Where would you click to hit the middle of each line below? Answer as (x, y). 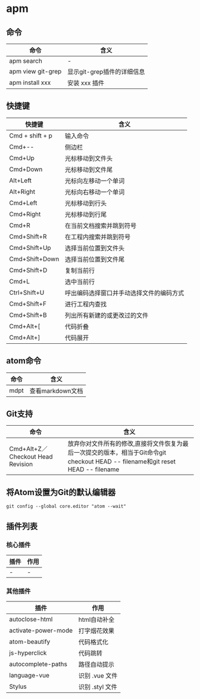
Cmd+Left (23, 203)
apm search (26, 61)
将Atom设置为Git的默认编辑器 (61, 492)
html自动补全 (96, 619)
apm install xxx (30, 83)
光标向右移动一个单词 (95, 192)
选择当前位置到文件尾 (95, 259)
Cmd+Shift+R (28, 236)
